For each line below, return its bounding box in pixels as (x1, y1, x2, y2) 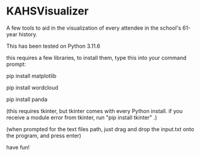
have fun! (6, 143, 30, 151)
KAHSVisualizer (6, 4, 89, 18)
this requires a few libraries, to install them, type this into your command (6, 54, 187, 61)
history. (18, 30, 38, 37)
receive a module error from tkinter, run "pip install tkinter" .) (6, 114, 158, 121)
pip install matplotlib (6, 72, 56, 79)
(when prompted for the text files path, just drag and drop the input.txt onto (6, 125, 195, 132)
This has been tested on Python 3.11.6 (6, 42, 101, 50)
